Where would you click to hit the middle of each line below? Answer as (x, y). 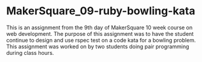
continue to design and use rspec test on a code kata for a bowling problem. (101, 40)
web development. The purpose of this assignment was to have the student (100, 33)
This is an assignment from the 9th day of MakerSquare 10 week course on (99, 27)
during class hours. (30, 52)
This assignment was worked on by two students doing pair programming (98, 46)
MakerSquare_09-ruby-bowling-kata (101, 11)
